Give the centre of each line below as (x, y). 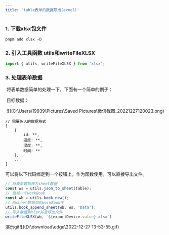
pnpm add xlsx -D (24, 39)
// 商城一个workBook (25, 193)
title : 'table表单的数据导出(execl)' (42, 10)
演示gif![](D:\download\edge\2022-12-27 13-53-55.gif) (62, 227)
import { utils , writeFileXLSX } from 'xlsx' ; (55, 64)
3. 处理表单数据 (24, 78)
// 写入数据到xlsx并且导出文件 (34, 212)
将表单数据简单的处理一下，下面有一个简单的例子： (59, 89)
